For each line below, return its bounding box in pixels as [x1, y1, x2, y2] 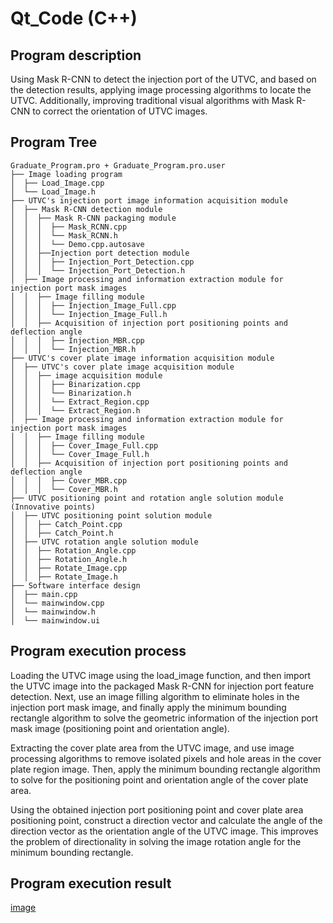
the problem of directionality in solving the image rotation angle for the [10, 835, 302, 847]
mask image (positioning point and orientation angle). [10, 722, 230, 734]
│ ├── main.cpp [10, 589, 78, 599]
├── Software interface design [10, 580, 141, 591]
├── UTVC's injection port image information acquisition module [10, 195, 288, 206]
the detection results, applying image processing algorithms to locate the [10, 84, 312, 96]
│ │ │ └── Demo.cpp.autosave [10, 239, 145, 249]
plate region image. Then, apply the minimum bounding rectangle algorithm [10, 763, 321, 775]
